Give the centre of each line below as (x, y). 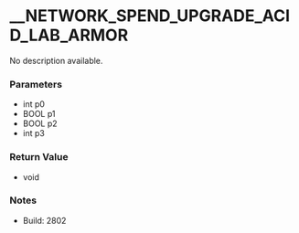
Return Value (39, 157)
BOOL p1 (39, 114)
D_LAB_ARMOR (69, 35)
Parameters (36, 84)
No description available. (56, 60)
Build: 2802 (44, 220)
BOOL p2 (40, 123)
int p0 (34, 104)
